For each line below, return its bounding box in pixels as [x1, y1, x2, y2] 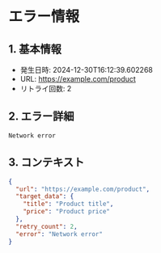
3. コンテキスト [8, 155, 85, 170]
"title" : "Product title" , [23, 200, 114, 209]
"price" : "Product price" [23, 208, 111, 216]
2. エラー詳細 [8, 110, 74, 124]
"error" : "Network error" [15, 230, 104, 238]
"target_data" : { [15, 192, 74, 200]
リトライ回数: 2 [19, 84, 72, 93]
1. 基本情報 [8, 42, 62, 56]
